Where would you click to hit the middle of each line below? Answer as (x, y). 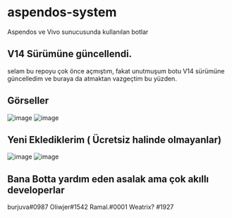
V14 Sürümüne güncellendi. (70, 54)
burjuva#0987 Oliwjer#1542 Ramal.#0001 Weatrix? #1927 (91, 207)
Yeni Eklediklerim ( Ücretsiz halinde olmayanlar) (115, 139)
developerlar (36, 190)
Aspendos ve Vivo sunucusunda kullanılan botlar (78, 32)
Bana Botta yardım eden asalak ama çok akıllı (108, 179)
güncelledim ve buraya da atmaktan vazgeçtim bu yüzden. (92, 78)
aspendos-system (62, 12)
